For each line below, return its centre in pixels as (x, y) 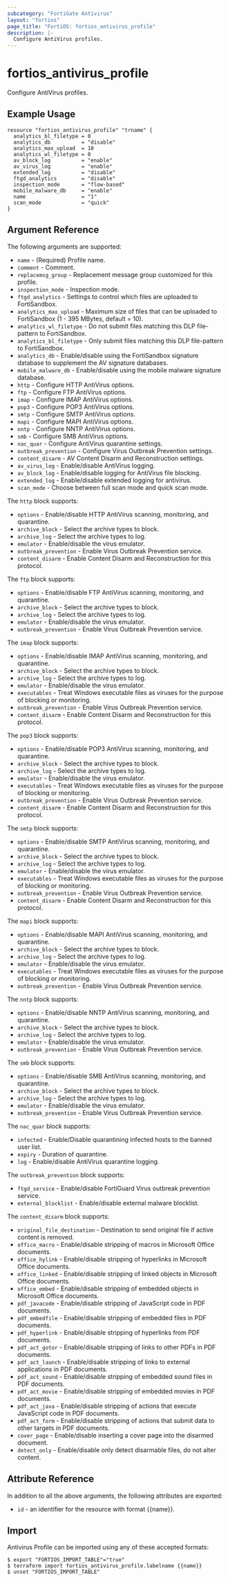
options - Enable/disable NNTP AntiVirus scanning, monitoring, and (113, 1012)
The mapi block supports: (43, 921)
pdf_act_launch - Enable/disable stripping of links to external (104, 1362)
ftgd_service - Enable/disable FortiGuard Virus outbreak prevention (114, 1188)
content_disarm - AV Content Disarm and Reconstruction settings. (111, 458)
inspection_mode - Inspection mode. (68, 289)
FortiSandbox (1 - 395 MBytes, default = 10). (80, 318)
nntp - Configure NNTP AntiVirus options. (76, 428)
